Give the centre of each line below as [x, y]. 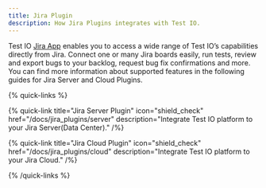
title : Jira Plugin [40, 16]
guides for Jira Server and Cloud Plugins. [75, 80]
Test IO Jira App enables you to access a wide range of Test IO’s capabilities [133, 45]
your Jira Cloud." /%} [43, 159]
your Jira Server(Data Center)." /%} [66, 127]
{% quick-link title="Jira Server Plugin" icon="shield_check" [106, 110]
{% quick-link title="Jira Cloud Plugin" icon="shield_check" [105, 143]
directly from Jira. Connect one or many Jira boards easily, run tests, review [132, 54]
